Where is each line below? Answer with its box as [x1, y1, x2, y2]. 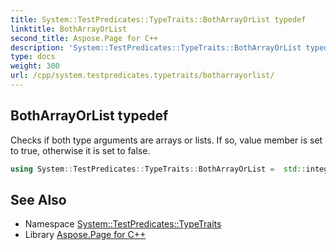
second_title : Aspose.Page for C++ [10, 33, 159, 43]
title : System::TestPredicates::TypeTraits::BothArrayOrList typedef [10, 14, 307, 25]
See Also [10, 191, 67, 208]
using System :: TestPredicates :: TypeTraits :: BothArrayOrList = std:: [10, 164, 307, 174]
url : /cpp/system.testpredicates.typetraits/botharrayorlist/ [10, 71, 275, 81]
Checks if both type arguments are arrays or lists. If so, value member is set [10, 134, 323, 146]
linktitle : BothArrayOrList [10, 24, 128, 34]
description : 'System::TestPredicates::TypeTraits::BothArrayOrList [10, 42, 302, 53]
